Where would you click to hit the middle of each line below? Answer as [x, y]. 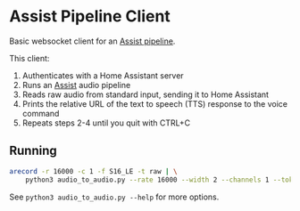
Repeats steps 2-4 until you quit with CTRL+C [106, 123]
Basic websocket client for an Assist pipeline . [92, 41]
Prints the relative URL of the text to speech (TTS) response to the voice [155, 103]
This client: [29, 58]
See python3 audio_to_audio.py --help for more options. [114, 197]
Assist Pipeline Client [90, 16]
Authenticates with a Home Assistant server [103, 75]
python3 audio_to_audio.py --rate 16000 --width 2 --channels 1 [147, 180]
